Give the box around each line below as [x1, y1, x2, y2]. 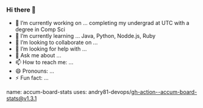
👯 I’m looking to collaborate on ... [15, 39, 98, 46]
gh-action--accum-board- [130, 88, 198, 96]
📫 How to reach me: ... [15, 59, 74, 66]
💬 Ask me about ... [15, 52, 62, 59]
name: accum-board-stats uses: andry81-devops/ [6, 88, 132, 96]
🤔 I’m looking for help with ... [15, 45, 87, 52]
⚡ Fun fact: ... [15, 74, 49, 82]
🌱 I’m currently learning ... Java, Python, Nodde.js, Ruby [15, 32, 156, 40]
